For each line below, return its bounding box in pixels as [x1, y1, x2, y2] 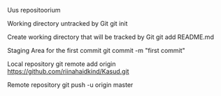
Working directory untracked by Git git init [7, 19, 128, 27]
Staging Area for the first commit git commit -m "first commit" [7, 47, 185, 54]
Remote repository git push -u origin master [7, 81, 134, 89]
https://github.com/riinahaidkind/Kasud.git [7, 67, 129, 75]
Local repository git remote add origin [7, 60, 116, 68]
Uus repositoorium [7, 6, 61, 14]
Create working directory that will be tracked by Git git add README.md [7, 33, 215, 41]
